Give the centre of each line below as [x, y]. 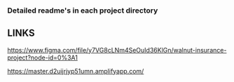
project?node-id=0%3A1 [43, 57]
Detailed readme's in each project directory [83, 11]
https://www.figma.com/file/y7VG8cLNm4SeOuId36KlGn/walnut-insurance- [117, 50]
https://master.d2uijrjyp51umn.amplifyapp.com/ [76, 71]
